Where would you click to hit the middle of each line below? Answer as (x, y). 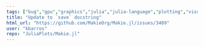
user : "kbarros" (27, 28)
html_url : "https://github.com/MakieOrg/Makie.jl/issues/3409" (88, 23)
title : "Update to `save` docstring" (54, 17)
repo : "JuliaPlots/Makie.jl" (43, 34)
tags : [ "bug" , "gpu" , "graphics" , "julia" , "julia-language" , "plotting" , (96, 12)
